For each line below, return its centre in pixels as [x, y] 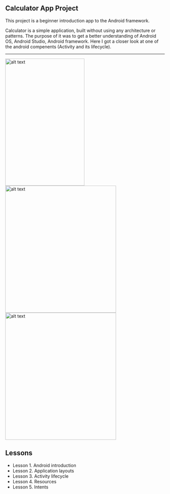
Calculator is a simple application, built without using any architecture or [80, 30]
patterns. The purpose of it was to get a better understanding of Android [81, 36]
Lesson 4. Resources [34, 481]
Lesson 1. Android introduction [44, 465]
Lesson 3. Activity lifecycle [40, 476]
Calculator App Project [42, 8]
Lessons [19, 453]
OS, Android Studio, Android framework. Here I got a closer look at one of [82, 41]
